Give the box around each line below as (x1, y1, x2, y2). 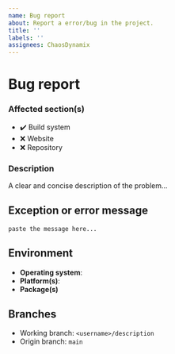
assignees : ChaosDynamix (8, 41, 90, 49)
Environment (8, 247, 74, 260)
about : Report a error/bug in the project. (8, 19, 154, 27)
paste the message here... (8, 225, 97, 233)
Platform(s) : (19, 275, 61, 286)
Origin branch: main (19, 337, 83, 346)
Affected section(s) (8, 104, 85, 115)
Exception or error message (8, 204, 149, 217)
